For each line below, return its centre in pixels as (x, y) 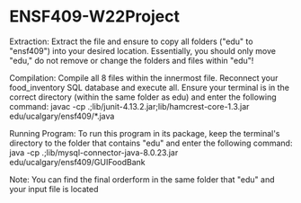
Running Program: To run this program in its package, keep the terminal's (145, 133)
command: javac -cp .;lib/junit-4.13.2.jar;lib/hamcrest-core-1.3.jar (129, 106)
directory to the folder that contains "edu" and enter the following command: (151, 143)
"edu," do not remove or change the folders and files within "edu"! (132, 60)
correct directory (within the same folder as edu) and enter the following (143, 97)
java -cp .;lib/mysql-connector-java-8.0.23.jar (94, 152)
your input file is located (54, 189)
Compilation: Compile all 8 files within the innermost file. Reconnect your (144, 77)
